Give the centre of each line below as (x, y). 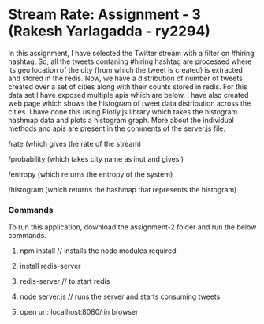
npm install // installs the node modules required (98, 251)
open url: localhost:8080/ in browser (79, 312)
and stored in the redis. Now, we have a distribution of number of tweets (125, 78)
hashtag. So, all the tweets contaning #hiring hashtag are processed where (130, 61)
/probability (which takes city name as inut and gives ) (96, 158)
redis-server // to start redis (65, 281)
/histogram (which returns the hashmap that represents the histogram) (123, 189)
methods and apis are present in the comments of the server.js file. (117, 128)
